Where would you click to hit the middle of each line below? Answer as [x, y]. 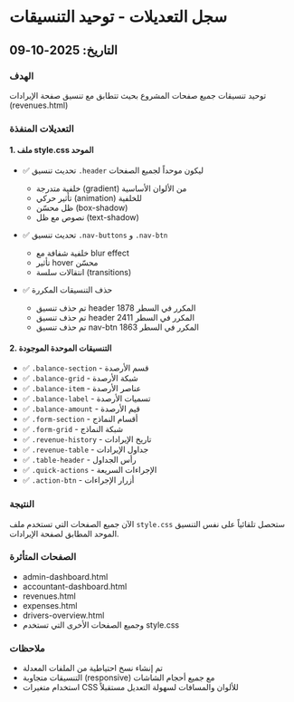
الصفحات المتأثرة [43, 557]
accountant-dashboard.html [75, 586]
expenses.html [50, 605]
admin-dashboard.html [65, 576]
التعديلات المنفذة [42, 129]
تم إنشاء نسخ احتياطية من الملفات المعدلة [93, 668]
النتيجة [22, 505]
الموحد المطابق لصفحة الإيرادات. [64, 534]
